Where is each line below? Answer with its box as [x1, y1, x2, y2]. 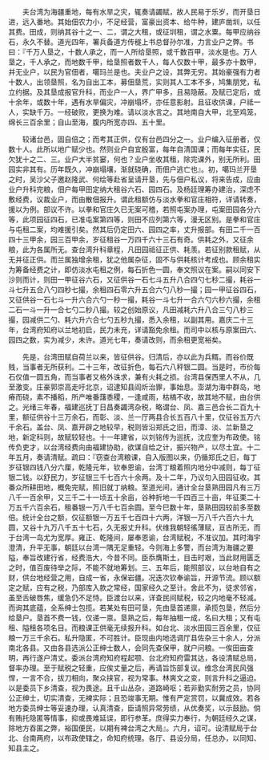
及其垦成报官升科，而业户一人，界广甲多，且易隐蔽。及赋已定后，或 [35, 87, 261, 96]
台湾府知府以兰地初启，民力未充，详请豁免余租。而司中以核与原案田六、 [22, 325, 261, 335]
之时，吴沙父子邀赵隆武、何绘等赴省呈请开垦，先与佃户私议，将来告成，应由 [8, 175, 261, 184]
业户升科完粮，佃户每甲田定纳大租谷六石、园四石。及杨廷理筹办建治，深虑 [8, 185, 254, 194]
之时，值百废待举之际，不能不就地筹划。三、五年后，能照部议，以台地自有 [8, 563, 254, 572]
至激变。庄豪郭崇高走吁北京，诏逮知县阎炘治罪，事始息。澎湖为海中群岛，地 [8, 382, 261, 392]
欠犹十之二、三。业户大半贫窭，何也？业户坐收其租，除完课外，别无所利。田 [8, 155, 261, 164]
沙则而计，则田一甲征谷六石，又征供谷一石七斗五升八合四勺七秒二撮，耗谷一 [8, 275, 261, 284]
